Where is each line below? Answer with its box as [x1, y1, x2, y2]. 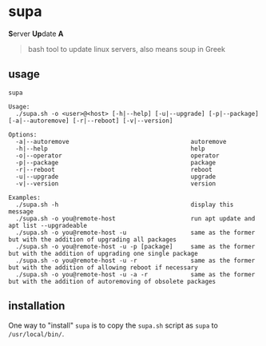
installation [8, 299, 66, 313]
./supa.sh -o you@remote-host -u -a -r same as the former [15, 270, 256, 278]
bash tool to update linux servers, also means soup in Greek [27, 44, 226, 54]
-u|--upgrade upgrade [15, 173, 216, 181]
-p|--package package [15, 158, 216, 166]
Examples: [8, 193, 42, 201]
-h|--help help [15, 145, 205, 153]
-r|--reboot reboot [15, 165, 213, 173]
